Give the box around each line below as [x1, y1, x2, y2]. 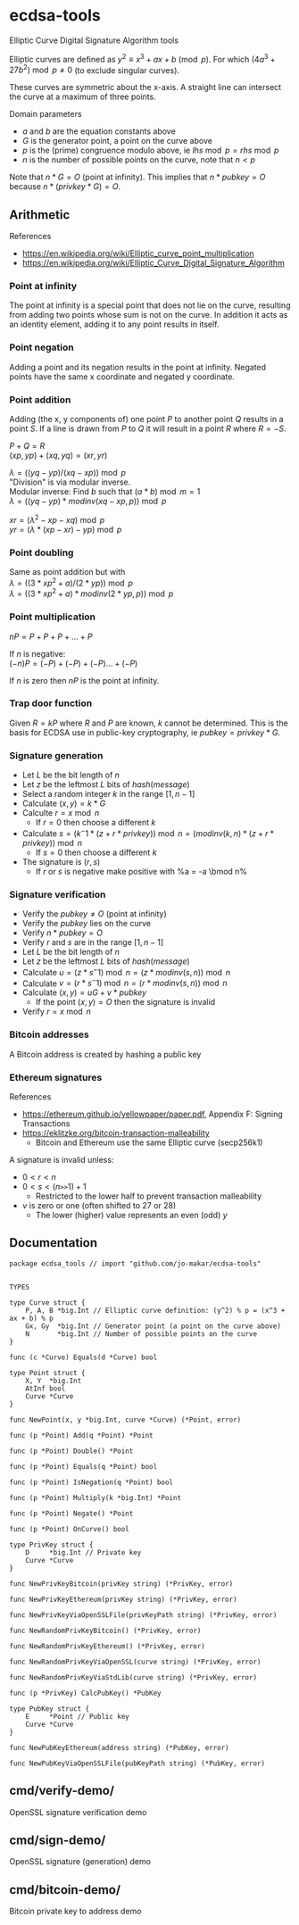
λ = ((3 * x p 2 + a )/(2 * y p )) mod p [9, 576, 134, 588]
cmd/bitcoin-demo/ [9, 1882, 121, 1897]
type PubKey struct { [9, 1704, 90, 1713]
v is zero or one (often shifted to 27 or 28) [21, 1199, 177, 1210]
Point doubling [9, 546, 74, 559]
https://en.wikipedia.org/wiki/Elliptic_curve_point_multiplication [21, 248, 254, 259]
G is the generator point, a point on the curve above [21, 136, 212, 146]
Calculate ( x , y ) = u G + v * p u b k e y [21, 987, 147, 998]
